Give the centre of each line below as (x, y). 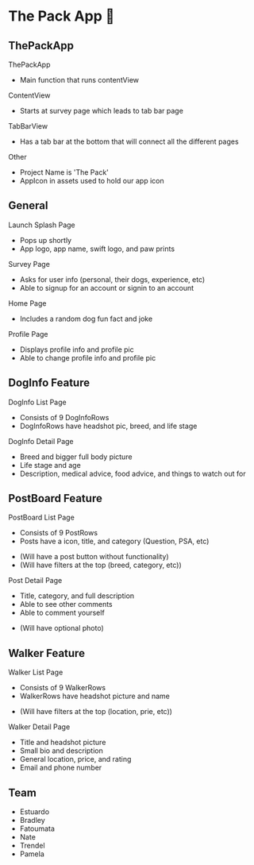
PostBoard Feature (56, 498)
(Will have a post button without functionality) (94, 557)
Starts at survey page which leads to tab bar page (102, 111)
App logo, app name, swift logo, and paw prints (97, 249)
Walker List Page (36, 672)
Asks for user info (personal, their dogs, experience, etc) (112, 279)
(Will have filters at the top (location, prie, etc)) (96, 712)
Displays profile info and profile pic (77, 349)
